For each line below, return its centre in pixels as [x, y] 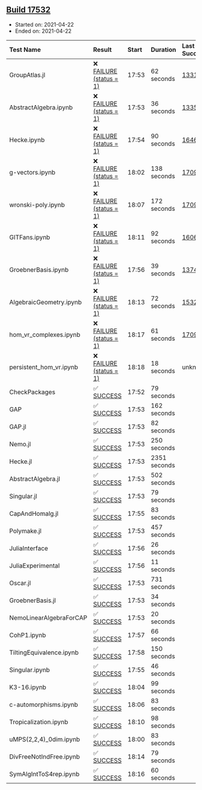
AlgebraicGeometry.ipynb [46, 302]
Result [103, 50]
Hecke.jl [21, 461]
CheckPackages [32, 392]
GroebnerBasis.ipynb [39, 269]
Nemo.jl [20, 444]
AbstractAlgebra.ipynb [41, 107]
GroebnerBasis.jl [32, 600]
